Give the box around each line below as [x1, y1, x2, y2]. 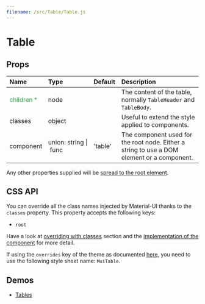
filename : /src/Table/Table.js [6, 9, 86, 15]
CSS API [6, 186, 38, 197]
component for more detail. [6, 239, 75, 247]
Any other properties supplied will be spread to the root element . [6, 169, 169, 176]
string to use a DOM [121, 146, 179, 154]
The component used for [121, 130, 193, 139]
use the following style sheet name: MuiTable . [6, 257, 121, 265]
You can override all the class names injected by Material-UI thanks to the [6, 202, 192, 210]
